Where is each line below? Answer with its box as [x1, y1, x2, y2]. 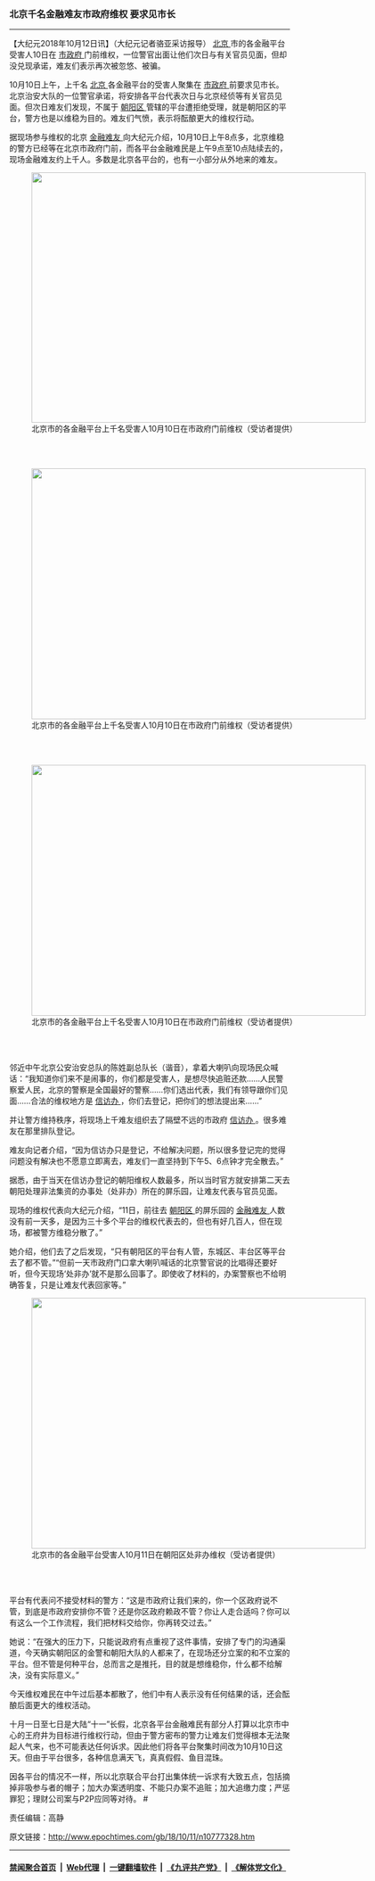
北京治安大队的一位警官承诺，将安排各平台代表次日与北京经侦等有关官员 [9, 91, 274, 102]
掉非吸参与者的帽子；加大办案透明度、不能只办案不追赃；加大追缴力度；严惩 [9, 1782, 290, 1794]
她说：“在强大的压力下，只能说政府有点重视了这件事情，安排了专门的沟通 [9, 1637, 279, 1647]
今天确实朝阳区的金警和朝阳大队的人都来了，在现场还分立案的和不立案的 [24, 1647, 290, 1658]
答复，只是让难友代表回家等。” [16, 1280, 126, 1291]
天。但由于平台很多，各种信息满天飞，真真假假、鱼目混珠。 [9, 1753, 228, 1763]
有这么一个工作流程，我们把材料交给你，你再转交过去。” [9, 1617, 212, 1629]
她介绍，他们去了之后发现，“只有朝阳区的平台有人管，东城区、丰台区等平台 [9, 1246, 287, 1257]
